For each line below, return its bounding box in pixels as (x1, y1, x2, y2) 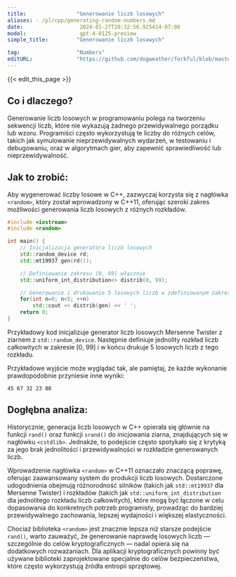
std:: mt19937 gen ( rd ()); (20, 257, 93, 264)
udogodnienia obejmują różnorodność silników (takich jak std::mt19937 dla (7, 481, 224, 489)
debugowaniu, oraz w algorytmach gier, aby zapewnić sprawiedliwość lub (7, 143, 222, 152)
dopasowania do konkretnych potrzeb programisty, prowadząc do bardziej (7, 503, 223, 512)
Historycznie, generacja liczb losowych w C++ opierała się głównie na (7, 423, 210, 431)
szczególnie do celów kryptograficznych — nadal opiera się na (7, 539, 190, 548)
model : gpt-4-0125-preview (7, 29, 137, 37)
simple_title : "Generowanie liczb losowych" (7, 37, 165, 44)
